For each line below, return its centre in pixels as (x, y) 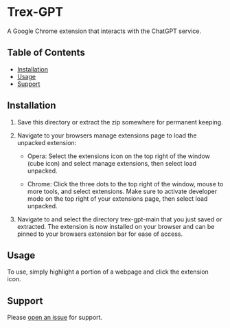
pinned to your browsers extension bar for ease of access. (100, 234)
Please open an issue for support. (55, 318)
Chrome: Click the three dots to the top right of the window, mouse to (125, 184)
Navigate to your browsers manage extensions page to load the (107, 135)
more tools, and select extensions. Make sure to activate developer (122, 191)
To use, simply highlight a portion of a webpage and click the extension (108, 272)
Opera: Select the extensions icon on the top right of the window (119, 156)
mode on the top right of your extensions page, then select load (117, 198)
